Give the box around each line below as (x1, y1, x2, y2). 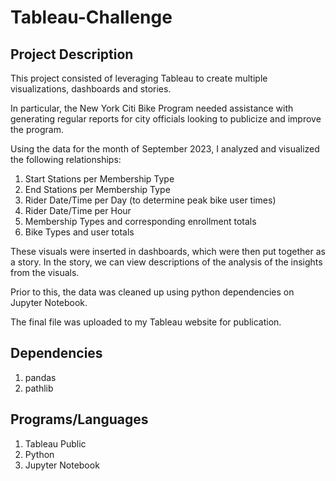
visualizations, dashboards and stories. (10, 83, 172, 95)
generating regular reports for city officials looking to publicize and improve (10, 113, 322, 125)
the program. (10, 124, 64, 135)
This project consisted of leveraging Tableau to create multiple (10, 72, 268, 84)
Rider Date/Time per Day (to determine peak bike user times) (24, 194, 277, 206)
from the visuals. (10, 267, 80, 278)
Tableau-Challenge (10, 6, 173, 29)
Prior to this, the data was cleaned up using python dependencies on (10, 286, 295, 298)
